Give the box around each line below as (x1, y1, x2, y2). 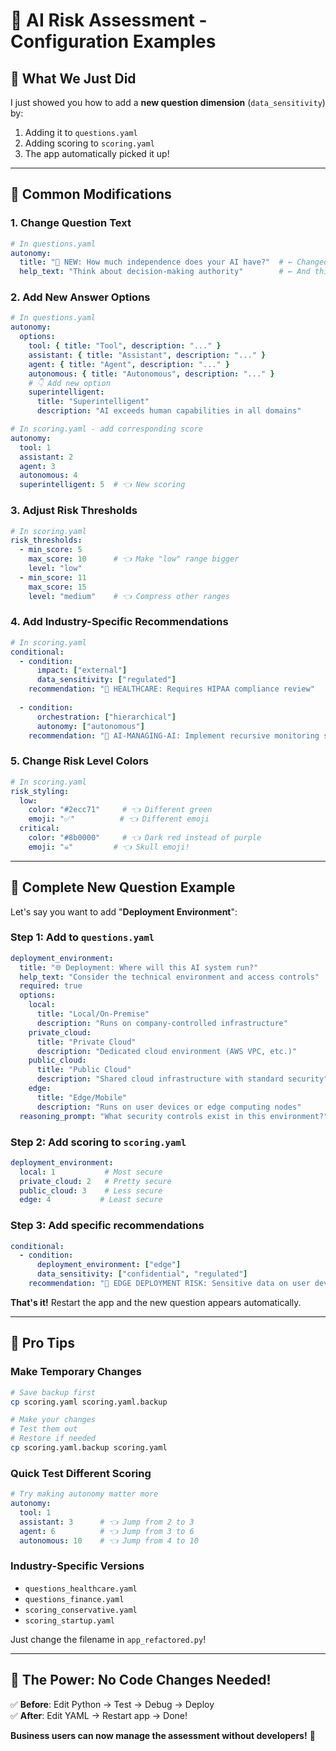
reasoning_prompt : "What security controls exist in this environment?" (19, 1111, 329, 1121)
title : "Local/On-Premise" (36, 1009, 150, 1019)
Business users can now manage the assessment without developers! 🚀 (10, 1729, 316, 1741)
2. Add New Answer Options (10, 290, 151, 304)
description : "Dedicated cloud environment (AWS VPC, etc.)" (36, 1046, 298, 1056)
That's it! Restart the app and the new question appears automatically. (10, 1296, 302, 1308)
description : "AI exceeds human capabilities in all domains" (36, 406, 302, 416)
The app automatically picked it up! (24, 148, 170, 159)
